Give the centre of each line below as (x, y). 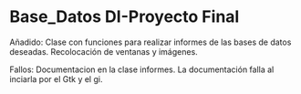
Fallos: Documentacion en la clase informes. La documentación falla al (142, 69)
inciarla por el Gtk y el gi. (56, 78)
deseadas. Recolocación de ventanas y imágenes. (104, 51)
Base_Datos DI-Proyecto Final (125, 17)
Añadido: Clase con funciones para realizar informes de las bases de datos (150, 42)
